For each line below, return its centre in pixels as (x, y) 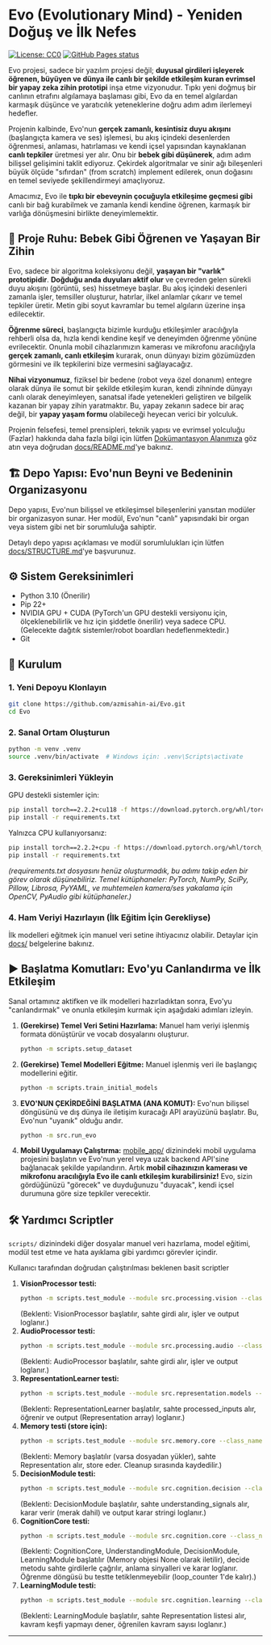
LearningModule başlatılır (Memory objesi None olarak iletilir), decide (135, 1560)
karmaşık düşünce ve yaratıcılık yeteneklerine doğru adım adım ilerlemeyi (130, 104)
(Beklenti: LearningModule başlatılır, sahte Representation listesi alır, (133, 1616)
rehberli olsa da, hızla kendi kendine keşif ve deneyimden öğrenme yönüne (133, 338)
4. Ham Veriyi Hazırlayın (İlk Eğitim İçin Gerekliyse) (110, 918)
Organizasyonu (48, 490)
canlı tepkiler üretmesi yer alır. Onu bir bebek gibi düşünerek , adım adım (130, 155)
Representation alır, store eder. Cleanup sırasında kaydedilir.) (121, 1465)
